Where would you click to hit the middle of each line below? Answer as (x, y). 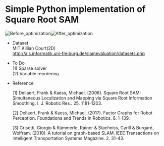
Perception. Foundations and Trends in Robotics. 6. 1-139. (71, 118)
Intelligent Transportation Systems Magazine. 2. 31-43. (68, 138)
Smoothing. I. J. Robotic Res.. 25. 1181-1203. (57, 103)
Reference (23, 83)
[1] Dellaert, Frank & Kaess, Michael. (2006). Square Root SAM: (77, 93)
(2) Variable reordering (36, 73)
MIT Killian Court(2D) (34, 48)
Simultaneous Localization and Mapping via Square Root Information (82, 98)
